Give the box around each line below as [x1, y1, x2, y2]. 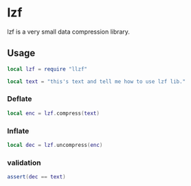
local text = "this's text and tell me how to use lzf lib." [7, 78, 186, 85]
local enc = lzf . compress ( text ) [7, 110, 100, 117]
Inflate [7, 126, 30, 135]
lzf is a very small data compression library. [7, 27, 131, 36]
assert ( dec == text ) [7, 174, 67, 181]
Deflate [7, 94, 32, 104]
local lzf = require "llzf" [7, 65, 88, 73]
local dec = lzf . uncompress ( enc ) [7, 141, 103, 148]
